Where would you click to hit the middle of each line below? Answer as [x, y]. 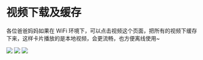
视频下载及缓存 [44, 13]
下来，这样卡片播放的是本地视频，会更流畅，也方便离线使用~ [83, 38]
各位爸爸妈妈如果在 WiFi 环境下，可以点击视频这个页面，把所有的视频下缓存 [102, 31]
